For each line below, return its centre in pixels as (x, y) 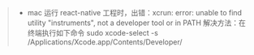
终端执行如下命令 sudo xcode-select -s (93, 33)
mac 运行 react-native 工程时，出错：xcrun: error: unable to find (135, 13)
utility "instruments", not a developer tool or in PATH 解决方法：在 (137, 23)
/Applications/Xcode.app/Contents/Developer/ (105, 42)
